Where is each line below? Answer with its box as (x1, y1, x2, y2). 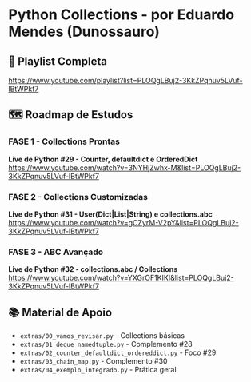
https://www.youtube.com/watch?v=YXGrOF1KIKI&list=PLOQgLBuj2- (8, 273, 234, 283)
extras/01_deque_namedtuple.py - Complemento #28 (19, 340, 193, 349)
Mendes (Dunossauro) (8, 22, 160, 41)
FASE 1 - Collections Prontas (8, 136, 120, 147)
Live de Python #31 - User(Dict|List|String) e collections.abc (8, 209, 213, 219)
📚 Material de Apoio (8, 305, 113, 319)
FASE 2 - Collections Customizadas (8, 191, 148, 202)
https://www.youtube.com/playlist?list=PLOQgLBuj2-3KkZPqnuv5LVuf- (8, 76, 243, 85)
